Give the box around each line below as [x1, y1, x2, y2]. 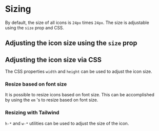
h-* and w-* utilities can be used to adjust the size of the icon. [5, 120, 129, 126]
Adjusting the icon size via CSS [5, 55, 101, 64]
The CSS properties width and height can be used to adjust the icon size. [5, 68, 152, 74]
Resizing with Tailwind [5, 109, 60, 116]
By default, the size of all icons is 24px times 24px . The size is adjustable [5, 20, 150, 25]
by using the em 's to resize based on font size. [5, 97, 99, 103]
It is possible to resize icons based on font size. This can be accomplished [5, 92, 155, 98]
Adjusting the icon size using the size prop [5, 39, 138, 47]
